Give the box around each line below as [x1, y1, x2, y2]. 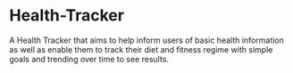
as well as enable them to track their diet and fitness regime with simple [9, 44, 273, 54]
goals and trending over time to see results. [9, 53, 170, 64]
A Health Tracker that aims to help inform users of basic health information [9, 35, 284, 45]
